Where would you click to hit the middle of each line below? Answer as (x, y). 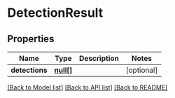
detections (29, 70)
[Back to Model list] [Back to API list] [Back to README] (87, 87)
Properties (31, 39)
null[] (63, 70)
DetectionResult (55, 13)
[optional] (142, 70)
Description (99, 58)
